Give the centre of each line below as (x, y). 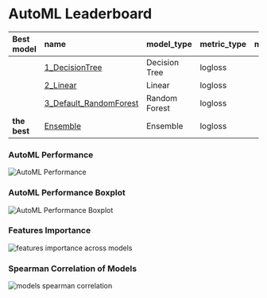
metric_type (223, 44)
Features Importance (50, 230)
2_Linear (60, 85)
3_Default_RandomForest (91, 103)
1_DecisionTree (73, 67)
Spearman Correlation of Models (73, 269)
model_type (169, 44)
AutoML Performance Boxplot (67, 193)
